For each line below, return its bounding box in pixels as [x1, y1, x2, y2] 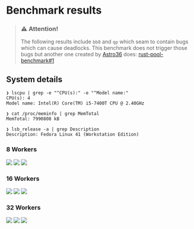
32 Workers [6, 203, 41, 211]
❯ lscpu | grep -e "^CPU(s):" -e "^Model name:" [6, 90, 129, 96]
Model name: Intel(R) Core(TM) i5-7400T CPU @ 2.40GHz [6, 100, 145, 107]
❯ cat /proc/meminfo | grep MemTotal [6, 111, 100, 117]
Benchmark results [6, 4, 102, 17]
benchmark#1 [20, 57, 55, 64]
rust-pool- [138, 51, 164, 58]
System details [6, 74, 63, 84]
